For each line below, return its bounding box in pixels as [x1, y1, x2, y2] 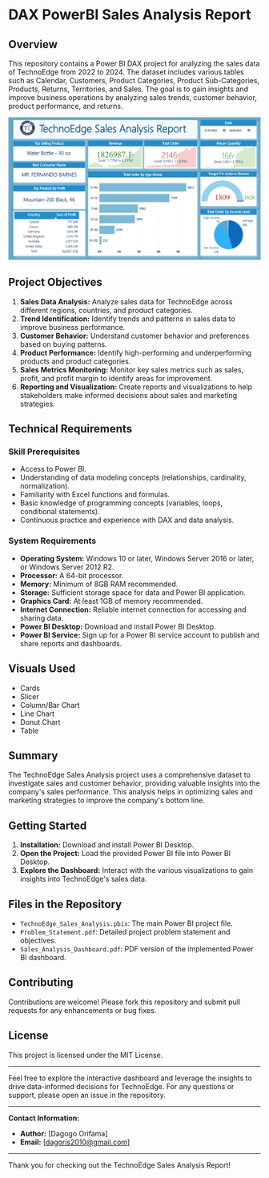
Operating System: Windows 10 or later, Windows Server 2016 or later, [19, 553, 255, 563]
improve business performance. [19, 322, 126, 332]
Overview [8, 38, 58, 51]
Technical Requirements [8, 422, 133, 436]
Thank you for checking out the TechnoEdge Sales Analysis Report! [8, 1160, 231, 1170]
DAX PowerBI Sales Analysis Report [8, 6, 251, 24]
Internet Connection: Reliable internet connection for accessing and [19, 605, 247, 614]
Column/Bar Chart [19, 700, 80, 710]
